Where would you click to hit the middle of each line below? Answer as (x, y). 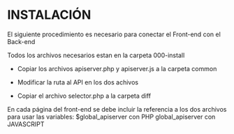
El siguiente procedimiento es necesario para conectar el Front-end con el (114, 34)
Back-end (21, 41)
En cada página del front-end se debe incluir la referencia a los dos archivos (117, 109)
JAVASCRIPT (26, 124)
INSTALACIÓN (49, 15)
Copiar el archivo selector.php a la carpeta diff (84, 96)
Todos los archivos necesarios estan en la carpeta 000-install (96, 55)
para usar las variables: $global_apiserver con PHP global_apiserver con (111, 117)
